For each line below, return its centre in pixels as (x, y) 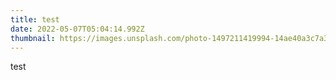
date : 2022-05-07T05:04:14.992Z (77, 29)
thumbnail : (33, 38)
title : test (35, 19)
